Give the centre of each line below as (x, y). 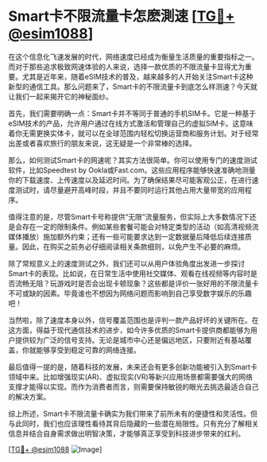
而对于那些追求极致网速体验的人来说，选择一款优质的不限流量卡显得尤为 (126, 66)
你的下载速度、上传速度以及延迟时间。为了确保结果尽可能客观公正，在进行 (130, 180)
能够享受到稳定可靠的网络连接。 (88, 350)
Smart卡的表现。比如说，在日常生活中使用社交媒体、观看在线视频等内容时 (130, 273)
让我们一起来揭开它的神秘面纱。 (60, 96)
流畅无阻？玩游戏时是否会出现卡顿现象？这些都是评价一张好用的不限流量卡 (137, 283)
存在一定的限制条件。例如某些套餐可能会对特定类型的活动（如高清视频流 (140, 227)
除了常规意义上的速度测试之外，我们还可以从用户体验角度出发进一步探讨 (126, 263)
